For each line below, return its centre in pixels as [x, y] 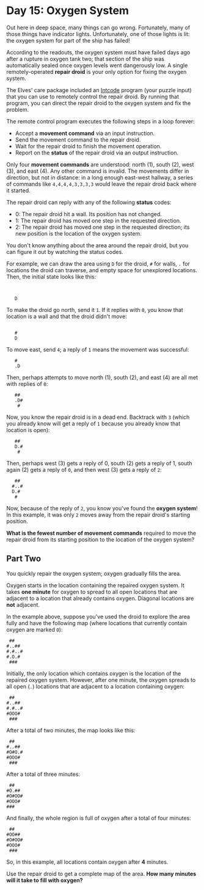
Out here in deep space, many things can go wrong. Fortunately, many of [98, 27]
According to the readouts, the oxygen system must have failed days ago [98, 52]
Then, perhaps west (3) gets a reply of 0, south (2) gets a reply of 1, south [99, 463]
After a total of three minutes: [43, 774]
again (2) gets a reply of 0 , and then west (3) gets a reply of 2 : [84, 469]
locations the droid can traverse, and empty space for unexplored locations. [102, 270]
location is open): [28, 430]
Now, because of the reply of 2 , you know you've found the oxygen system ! [102, 508]
